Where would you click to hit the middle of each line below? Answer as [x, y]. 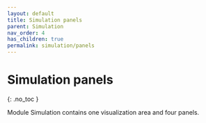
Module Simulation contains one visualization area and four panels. [103, 112]
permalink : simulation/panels [51, 46]
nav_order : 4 [26, 33]
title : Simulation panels [45, 20]
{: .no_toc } [23, 99]
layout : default [31, 13]
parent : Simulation [35, 26]
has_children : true [35, 39]
